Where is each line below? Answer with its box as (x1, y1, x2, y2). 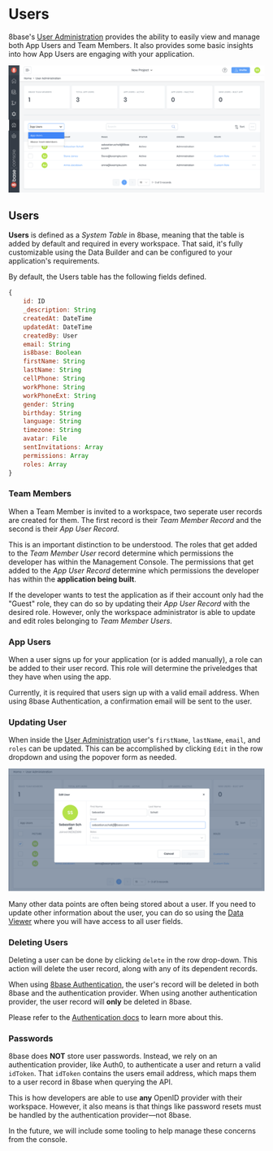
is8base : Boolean (23, 349, 82, 357)
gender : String (23, 400, 75, 408)
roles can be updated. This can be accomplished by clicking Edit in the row (8, 743, 263, 753)
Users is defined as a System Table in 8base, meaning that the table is (8, 230, 245, 240)
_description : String (23, 306, 96, 314)
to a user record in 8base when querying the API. (8, 1077, 173, 1087)
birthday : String (23, 408, 82, 417)
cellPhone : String (23, 375, 85, 383)
